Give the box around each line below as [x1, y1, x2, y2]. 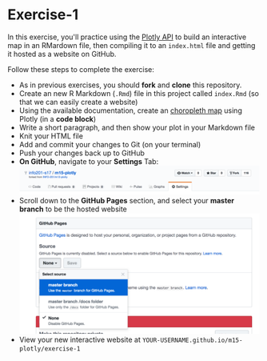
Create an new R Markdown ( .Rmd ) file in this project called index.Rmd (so [18, 88, 259, 98]
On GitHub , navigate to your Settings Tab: [18, 156, 159, 166]
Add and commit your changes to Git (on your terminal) [18, 139, 201, 149]
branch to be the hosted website [18, 204, 127, 214]
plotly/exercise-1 [18, 345, 81, 353]
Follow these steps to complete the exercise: [7, 64, 155, 74]
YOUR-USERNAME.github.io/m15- [141, 336, 243, 345]
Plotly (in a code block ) [18, 114, 97, 123]
